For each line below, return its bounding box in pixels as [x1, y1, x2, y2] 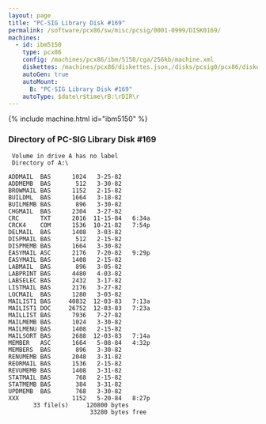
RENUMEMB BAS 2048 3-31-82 [8, 353, 123, 361]
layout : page [8, 11, 51, 20]
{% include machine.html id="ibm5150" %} [8, 114, 148, 123]
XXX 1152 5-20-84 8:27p [8, 394, 150, 402]
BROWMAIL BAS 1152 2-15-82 [8, 187, 123, 195]
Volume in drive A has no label [11, 152, 119, 160]
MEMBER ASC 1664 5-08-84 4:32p [8, 339, 150, 346]
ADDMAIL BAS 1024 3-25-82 [8, 172, 123, 180]
